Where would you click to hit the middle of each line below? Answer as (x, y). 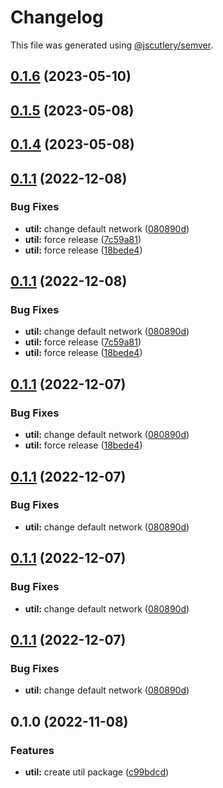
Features (32, 750)
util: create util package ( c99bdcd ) (97, 772)
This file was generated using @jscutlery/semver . (112, 45)
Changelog (57, 17)
